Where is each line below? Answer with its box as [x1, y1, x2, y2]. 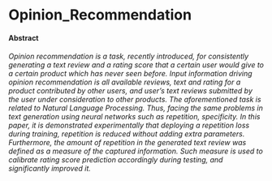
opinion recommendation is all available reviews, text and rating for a [8, 77, 241, 87]
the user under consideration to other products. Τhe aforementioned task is [8, 95, 261, 105]
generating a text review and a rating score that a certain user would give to [8, 60, 264, 70]
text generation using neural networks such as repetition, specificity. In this [8, 112, 261, 122]
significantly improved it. [8, 164, 91, 174]
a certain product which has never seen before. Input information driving [8, 69, 253, 79]
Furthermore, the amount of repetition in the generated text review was [8, 138, 247, 148]
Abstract [8, 32, 39, 42]
